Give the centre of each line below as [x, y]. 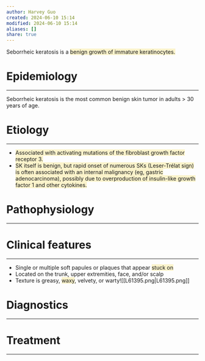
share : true [21, 35]
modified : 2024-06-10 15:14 [42, 23]
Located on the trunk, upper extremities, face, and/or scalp [89, 274]
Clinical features [49, 245]
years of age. [23, 106]
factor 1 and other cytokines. [51, 185]
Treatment [34, 340]
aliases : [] [21, 29]
